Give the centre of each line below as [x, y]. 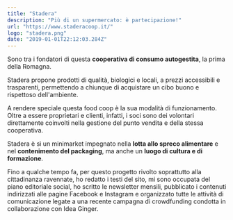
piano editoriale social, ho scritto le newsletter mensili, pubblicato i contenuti [117, 187]
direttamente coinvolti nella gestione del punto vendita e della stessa [105, 123]
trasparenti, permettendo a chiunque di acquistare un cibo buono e [103, 87]
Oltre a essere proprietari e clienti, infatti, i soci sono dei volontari [101, 116]
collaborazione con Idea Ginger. [53, 209]
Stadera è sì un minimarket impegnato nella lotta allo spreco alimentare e [113, 144]
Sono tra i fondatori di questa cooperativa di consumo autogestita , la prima [116, 59]
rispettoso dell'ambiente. [43, 95]
